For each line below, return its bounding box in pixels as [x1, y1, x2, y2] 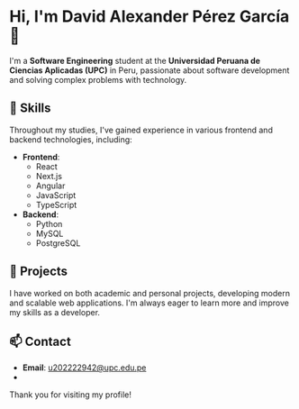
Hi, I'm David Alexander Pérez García [9, 6, 290, 27]
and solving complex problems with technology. [9, 74, 187, 85]
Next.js [35, 170, 63, 181]
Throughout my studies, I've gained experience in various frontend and [9, 124, 273, 135]
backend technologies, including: [9, 133, 132, 145]
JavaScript [35, 189, 77, 200]
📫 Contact [9, 333, 72, 349]
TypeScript [35, 199, 77, 210]
